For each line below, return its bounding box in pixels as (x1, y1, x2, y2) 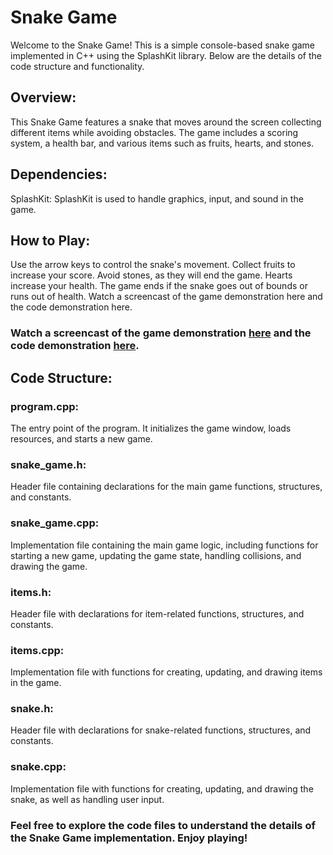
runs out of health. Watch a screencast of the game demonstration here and (10, 291, 323, 303)
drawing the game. (10, 560, 88, 572)
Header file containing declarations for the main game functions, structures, (10, 481, 323, 493)
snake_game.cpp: (10, 516, 100, 530)
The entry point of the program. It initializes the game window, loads (10, 422, 292, 434)
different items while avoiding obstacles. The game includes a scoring (10, 126, 299, 138)
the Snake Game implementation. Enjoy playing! (10, 831, 248, 845)
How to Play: (10, 232, 91, 249)
